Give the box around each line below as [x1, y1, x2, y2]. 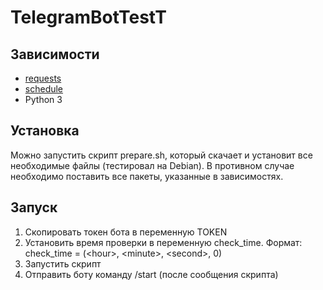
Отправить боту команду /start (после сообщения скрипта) [24, 268, 279, 280]
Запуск [10, 199, 58, 216]
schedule [24, 83, 64, 95]
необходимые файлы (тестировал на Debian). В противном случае [10, 159, 295, 171]
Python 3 [24, 94, 63, 105]
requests [24, 72, 62, 84]
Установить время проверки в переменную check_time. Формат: [24, 236, 303, 248]
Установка [10, 122, 80, 140]
